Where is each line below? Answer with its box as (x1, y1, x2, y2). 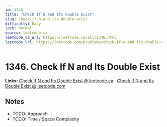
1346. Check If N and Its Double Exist (5, 61, 161, 72)
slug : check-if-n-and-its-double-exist (5, 16, 88, 21)
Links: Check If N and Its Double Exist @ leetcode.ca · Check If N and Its (5, 78, 154, 84)
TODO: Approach (12, 111, 48, 117)
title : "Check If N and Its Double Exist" (5, 12, 94, 17)
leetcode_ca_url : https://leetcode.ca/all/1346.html (5, 35, 117, 40)
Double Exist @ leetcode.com (5, 83, 66, 89)
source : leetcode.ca (5, 30, 48, 35)
